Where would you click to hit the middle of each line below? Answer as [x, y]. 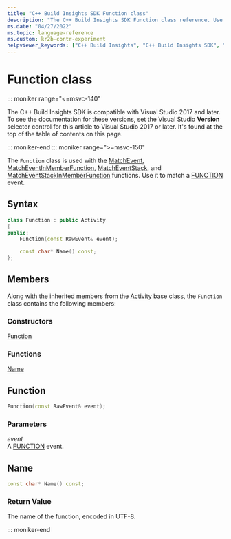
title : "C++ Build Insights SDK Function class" [78, 13]
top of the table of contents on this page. [65, 134]
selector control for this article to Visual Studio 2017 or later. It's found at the [115, 126]
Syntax [23, 204]
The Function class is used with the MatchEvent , [76, 160]
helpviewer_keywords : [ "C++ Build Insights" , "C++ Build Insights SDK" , [113, 45]
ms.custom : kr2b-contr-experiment [57, 39]
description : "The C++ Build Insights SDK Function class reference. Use [115, 20]
